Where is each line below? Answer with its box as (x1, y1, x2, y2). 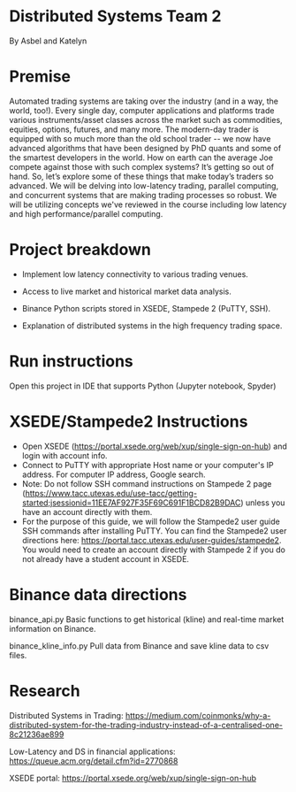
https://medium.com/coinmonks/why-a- (125, 710, 271, 720)
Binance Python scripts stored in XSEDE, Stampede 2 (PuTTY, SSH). (21, 303, 271, 313)
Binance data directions (9, 584, 187, 604)
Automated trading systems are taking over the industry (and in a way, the (9, 96, 279, 106)
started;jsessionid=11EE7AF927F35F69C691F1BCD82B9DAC (21, 497, 241, 508)
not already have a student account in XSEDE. (21, 553, 190, 564)
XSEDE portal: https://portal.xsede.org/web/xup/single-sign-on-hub (9, 773, 256, 783)
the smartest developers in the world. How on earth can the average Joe (9, 152, 274, 163)
